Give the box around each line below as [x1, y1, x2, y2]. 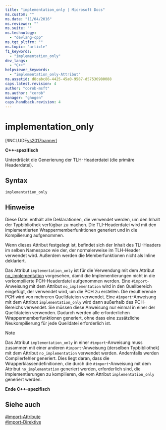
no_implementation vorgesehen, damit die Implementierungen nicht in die [5, 272, 155, 278]
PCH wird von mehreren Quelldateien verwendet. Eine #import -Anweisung [5, 294, 157, 300]
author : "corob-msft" [5, 86, 50, 91]
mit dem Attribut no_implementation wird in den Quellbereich [29, 283, 152, 289]
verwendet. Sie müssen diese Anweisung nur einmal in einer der [24, 304, 156, 310]
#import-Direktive [5, 419, 41, 425]
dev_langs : [5, 58, 28, 63]
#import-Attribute [5, 414, 41, 420]
